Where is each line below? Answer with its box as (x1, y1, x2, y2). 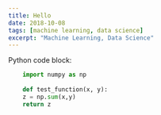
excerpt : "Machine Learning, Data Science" (8, 33, 155, 42)
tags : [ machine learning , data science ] (8, 26, 144, 34)
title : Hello (8, 11, 52, 20)
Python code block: (8, 56, 72, 65)
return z (22, 100, 52, 108)
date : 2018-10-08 (8, 19, 66, 27)
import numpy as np (22, 71, 87, 79)
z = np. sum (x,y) (22, 93, 77, 101)
